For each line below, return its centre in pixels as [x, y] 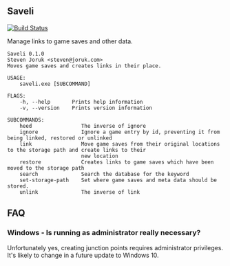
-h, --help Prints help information [81, 102]
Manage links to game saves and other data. [70, 41]
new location [100, 156]
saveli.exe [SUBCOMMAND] [55, 84]
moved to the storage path [46, 168]
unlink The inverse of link [80, 192]
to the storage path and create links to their [77, 150]
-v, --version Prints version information [86, 108]
